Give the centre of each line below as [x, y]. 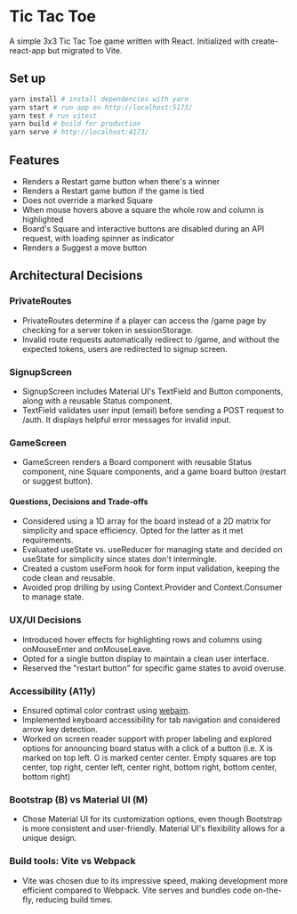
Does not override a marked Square [88, 200]
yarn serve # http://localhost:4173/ [79, 132]
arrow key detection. [60, 730]
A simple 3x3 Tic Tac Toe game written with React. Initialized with [129, 41]
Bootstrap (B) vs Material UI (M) [79, 799]
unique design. [49, 838]
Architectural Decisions [76, 276]
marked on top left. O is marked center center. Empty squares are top [149, 758]
